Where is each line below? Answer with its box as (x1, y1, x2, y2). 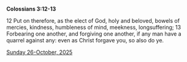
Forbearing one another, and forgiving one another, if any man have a (6, 30, 182, 37)
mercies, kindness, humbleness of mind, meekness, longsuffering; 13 (6, 24, 181, 31)
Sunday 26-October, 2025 (6, 48, 73, 56)
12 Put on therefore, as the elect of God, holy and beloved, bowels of (6, 17, 180, 24)
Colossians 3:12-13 (6, 6, 56, 12)
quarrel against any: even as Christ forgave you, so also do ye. (6, 37, 164, 44)
